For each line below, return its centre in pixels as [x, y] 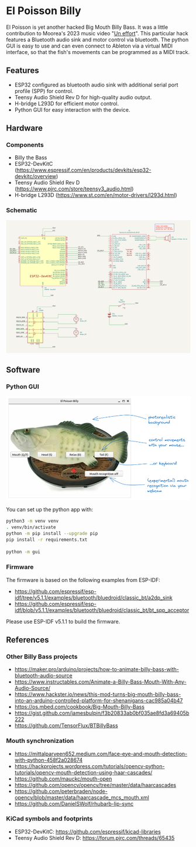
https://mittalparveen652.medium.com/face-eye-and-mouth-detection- [101, 754]
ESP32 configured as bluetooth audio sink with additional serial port [96, 85]
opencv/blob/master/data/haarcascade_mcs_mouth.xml [82, 797]
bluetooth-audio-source [43, 676]
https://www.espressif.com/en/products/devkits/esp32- [84, 170]
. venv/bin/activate [31, 527]
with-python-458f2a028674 [49, 760]
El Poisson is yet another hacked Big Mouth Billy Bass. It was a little [87, 27]
